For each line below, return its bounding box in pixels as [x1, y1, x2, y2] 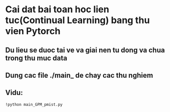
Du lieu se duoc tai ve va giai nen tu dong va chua [5, 46, 165, 54]
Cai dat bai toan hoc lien [5, 4, 110, 15]
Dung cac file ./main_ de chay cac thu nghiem [5, 71, 153, 80]
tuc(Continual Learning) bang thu [5, 14, 150, 26]
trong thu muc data [5, 54, 67, 62]
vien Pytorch [5, 26, 61, 37]
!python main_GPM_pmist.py [5, 102, 63, 107]
